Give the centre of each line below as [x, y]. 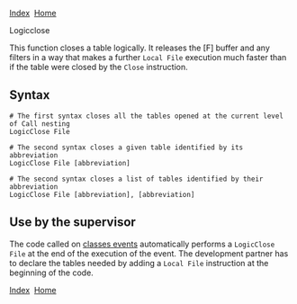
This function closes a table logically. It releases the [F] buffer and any [139, 48]
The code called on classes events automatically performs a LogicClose [142, 244]
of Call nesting [40, 124]
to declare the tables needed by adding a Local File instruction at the [139, 263]
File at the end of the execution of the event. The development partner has [149, 253]
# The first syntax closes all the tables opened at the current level [146, 116]
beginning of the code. [52, 273]
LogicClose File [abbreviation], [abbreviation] [102, 194]
